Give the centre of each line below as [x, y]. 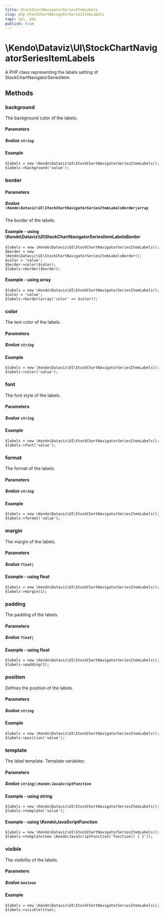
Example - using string [29, 796]
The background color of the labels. [41, 118]
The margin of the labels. [31, 541]
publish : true [20, 24]
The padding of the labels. [32, 615]
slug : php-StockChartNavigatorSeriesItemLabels [55, 14]
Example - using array [28, 280]
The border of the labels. [30, 220]
